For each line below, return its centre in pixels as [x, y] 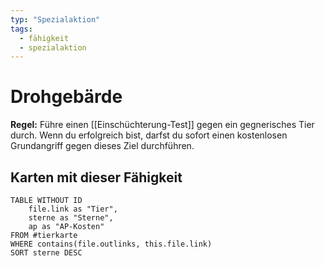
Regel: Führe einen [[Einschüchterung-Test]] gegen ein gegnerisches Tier [162, 125]
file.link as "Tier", [73, 209]
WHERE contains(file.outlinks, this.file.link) [111, 244]
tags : [21, 29]
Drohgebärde [66, 97]
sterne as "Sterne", [71, 218]
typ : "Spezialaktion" [55, 19]
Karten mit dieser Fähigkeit [96, 177]
